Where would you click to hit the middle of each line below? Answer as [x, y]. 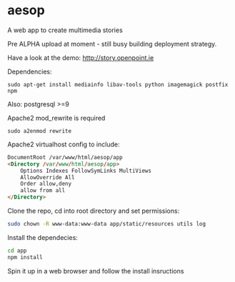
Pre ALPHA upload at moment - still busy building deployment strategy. [112, 44]
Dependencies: [30, 71]
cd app [17, 251]
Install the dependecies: [43, 237]
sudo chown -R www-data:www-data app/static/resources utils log [106, 224]
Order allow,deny [46, 184]
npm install [25, 257]
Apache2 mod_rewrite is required [56, 118]
